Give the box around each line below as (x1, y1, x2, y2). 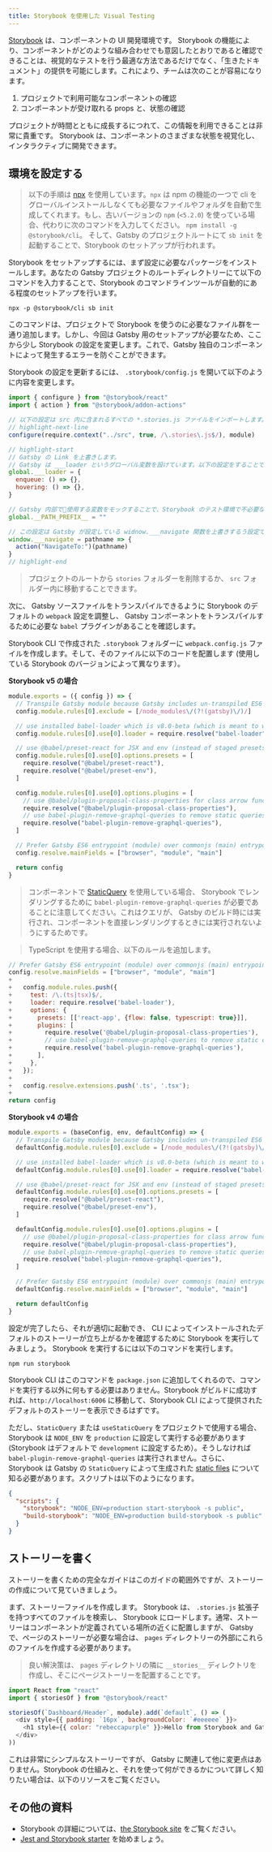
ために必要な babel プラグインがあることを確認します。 (15, 622, 201, 631)
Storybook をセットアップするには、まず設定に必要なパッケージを (8, 257, 229, 268)
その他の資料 (8, 1801, 73, 1815)
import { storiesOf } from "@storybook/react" (8, 1694, 168, 1702)
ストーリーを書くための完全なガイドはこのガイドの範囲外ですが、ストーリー (8, 1574, 264, 1584)
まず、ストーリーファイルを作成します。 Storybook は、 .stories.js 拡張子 (8, 1602, 260, 1612)
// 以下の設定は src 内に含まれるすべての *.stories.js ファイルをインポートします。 (8, 416, 268, 424)
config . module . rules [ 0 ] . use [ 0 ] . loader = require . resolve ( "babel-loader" (15, 730, 266, 738)
